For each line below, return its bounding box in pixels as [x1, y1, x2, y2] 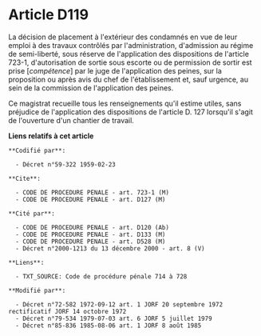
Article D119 [8, 6, 89, 24]
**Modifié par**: [8, 286, 66, 294]
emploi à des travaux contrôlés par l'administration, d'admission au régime [8, 40, 254, 50]
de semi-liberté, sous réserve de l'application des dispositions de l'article [8, 49, 250, 58]
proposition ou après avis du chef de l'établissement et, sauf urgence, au [8, 74, 249, 84]
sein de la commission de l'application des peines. [8, 82, 174, 93]
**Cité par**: [8, 210, 56, 218]
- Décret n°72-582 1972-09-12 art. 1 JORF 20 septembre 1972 [15, 300, 223, 309]
